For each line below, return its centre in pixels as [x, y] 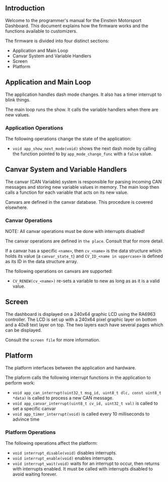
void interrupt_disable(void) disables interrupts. [65, 453]
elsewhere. [17, 207]
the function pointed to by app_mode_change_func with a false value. [82, 154]
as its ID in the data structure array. [41, 262]
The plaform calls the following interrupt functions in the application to [78, 377]
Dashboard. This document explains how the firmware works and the [77, 26]
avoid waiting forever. [35, 474]
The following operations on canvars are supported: [59, 271]
